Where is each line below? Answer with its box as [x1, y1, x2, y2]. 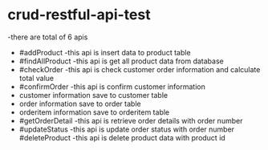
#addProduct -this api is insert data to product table [18, 47, 191, 57]
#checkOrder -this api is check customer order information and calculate [18, 64, 261, 74]
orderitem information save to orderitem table [18, 107, 170, 117]
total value [18, 73, 54, 83]
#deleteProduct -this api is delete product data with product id [18, 132, 225, 142]
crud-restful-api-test [7, 6, 151, 24]
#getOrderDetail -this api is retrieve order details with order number [18, 116, 243, 125]
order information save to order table [18, 99, 141, 108]
